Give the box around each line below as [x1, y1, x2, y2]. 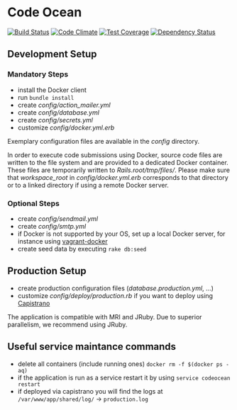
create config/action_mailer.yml [17, 101, 111, 109]
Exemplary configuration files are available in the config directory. [7, 137, 200, 145]
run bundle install [17, 93, 75, 101]
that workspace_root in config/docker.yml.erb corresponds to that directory [7, 173, 228, 181]
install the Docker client [17, 86, 87, 94]
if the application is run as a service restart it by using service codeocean [17, 373, 231, 382]
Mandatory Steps [7, 69, 69, 79]
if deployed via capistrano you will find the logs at [17, 387, 163, 395]
